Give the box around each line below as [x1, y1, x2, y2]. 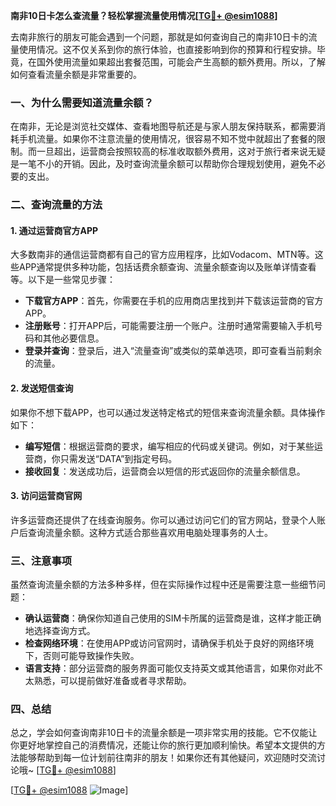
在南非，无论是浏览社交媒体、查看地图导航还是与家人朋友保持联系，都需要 [10, 120, 317, 133]
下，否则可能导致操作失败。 [24, 650, 140, 662]
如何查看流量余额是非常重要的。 [10, 69, 142, 80]
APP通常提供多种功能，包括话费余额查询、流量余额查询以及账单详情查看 [18, 261, 317, 273]
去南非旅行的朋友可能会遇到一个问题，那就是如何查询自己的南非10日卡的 [10, 31, 309, 43]
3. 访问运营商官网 [10, 490, 83, 502]
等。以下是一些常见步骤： [10, 274, 116, 286]
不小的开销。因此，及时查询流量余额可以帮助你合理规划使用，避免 [36, 158, 308, 170]
